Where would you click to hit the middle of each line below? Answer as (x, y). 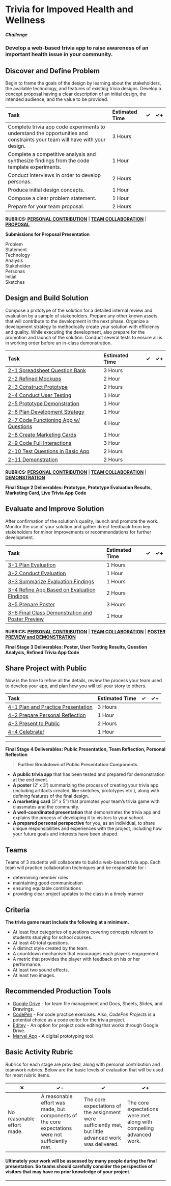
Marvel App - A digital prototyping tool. (54, 1036)
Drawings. (23, 1009)
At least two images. (34, 975)
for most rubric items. (28, 1075)
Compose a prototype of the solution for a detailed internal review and (79, 310)
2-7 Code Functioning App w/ (44, 420)
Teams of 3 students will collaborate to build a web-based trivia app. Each (83, 862)
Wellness (25, 20)
